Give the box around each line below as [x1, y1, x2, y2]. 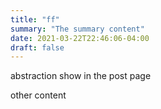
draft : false [10, 42, 65, 53]
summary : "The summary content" [10, 24, 145, 34]
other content [10, 89, 67, 101]
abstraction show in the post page [10, 70, 152, 82]
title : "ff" [10, 14, 60, 25]
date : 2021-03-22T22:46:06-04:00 [10, 33, 150, 43]
